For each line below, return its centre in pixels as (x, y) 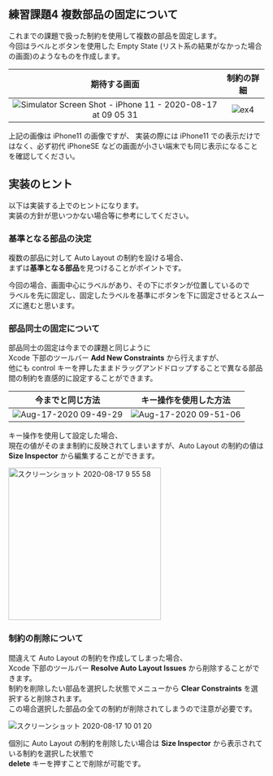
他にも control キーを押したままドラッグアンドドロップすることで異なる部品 (136, 368)
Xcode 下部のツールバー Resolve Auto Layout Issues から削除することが (130, 668)
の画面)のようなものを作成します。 (66, 56)
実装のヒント (41, 184)
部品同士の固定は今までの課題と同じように (80, 348)
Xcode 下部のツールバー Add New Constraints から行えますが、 (116, 358)
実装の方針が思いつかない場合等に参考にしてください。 (101, 215)
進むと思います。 (51, 305)
